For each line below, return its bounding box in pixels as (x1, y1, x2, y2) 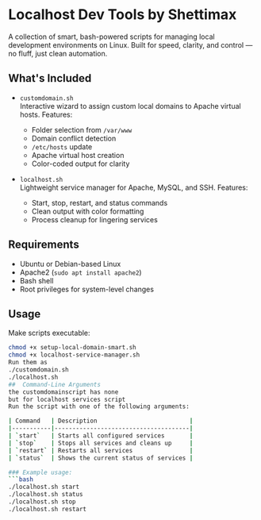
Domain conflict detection (31, 133, 117, 143)
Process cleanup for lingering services (31, 214, 159, 224)
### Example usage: (8, 468, 73, 476)
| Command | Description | (8, 417, 194, 426)
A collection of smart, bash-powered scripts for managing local (8, 32, 216, 41)
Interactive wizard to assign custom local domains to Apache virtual (19, 101, 241, 110)
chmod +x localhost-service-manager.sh (8, 351, 140, 359)
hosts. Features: (19, 110, 73, 119)
